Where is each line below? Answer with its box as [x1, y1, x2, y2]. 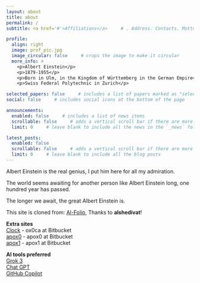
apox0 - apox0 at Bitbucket [6, 233, 73, 240]
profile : [6, 36, 28, 42]
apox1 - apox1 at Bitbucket [6, 239, 71, 246]
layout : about [6, 8, 42, 15]
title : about [6, 14, 39, 20]
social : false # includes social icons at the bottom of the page [6, 97, 185, 103]
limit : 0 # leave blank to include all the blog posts [11, 151, 161, 158]
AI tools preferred [6, 251, 51, 258]
